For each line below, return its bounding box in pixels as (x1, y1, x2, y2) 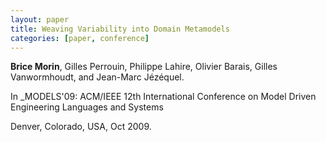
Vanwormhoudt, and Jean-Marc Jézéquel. (10, 71, 185, 83)
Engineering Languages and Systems (10, 101, 164, 113)
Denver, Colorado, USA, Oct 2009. (10, 121, 152, 133)
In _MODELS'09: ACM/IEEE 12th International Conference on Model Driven (10, 91, 317, 103)
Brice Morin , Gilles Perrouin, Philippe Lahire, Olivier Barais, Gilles (10, 61, 278, 73)
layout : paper (10, 14, 70, 25)
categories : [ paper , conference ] (10, 33, 150, 43)
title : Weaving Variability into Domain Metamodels (10, 24, 230, 34)
